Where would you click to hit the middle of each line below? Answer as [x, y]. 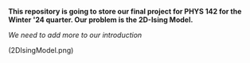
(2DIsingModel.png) [41, 50]
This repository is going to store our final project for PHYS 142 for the [125, 11]
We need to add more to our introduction [75, 35]
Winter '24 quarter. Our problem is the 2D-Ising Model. [101, 20]
